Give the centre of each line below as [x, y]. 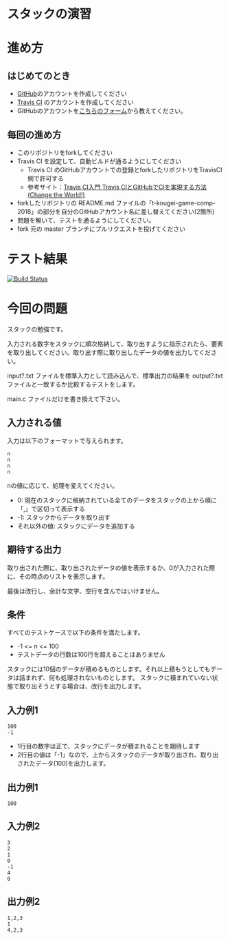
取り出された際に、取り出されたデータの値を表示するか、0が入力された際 [111, 568]
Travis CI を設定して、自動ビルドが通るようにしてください [99, 161]
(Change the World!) [56, 195]
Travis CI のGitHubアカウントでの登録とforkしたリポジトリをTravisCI [125, 170]
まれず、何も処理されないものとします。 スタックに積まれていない [119, 678]
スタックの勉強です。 [37, 329]
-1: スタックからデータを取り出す [64, 517]
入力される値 [34, 423]
